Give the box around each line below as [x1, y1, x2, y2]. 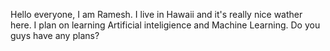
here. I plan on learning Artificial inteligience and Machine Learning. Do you [10, 19, 321, 31]
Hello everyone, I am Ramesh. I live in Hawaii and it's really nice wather [10, 9, 303, 20]
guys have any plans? [10, 30, 100, 41]
